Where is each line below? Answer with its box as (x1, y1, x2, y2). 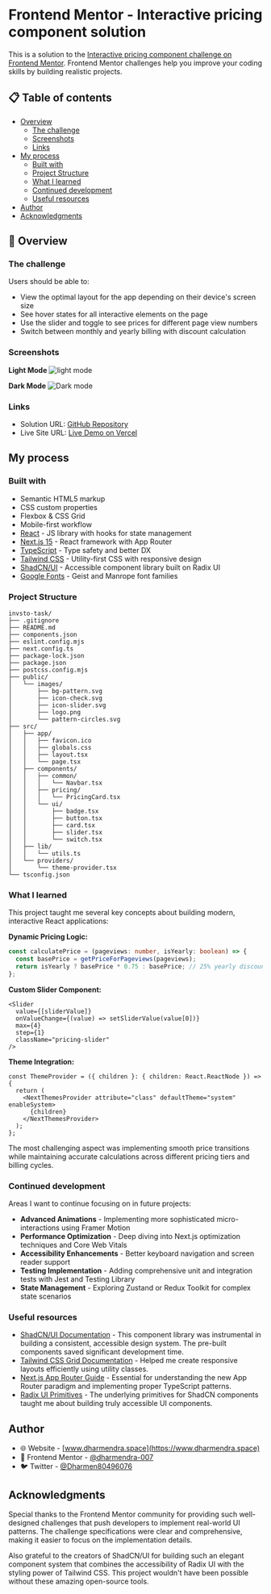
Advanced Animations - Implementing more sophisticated (19, 1215, 215, 1224)
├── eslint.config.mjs (8, 638, 85, 646)
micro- (216, 1215, 240, 1224)
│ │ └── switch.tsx (8, 835, 103, 844)
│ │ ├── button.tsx (8, 814, 103, 822)
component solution (8, 23, 147, 41)
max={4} (15, 1021, 42, 1030)
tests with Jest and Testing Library (19, 1274, 135, 1284)
